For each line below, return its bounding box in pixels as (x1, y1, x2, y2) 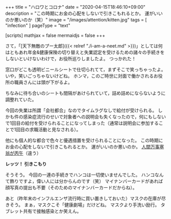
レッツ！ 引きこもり (5, 161, 47, 167)
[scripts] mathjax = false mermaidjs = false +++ (5, 32, 106, 38)
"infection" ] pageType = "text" (5, 22, 70, 29)
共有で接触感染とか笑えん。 (22, 208, 82, 214)
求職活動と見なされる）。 (29, 127, 81, 132)
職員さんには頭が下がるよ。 (14, 79, 72, 85)
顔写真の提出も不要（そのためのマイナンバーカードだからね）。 (5, 185, 137, 190)
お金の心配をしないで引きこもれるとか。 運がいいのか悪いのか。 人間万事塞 (5, 144, 164, 150)
